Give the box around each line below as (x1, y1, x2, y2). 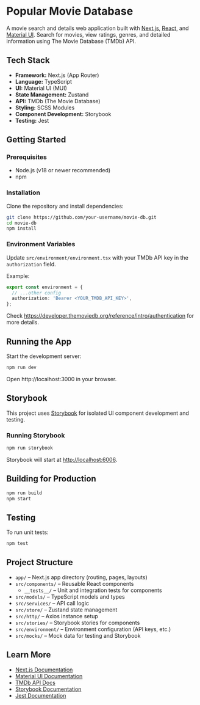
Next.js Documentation (15, 666, 73, 673)
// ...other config (12, 290, 62, 296)
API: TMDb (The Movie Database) (15, 97, 101, 104)
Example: (6, 272, 30, 279)
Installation (6, 188, 41, 197)
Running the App (6, 336, 72, 346)
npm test (6, 541, 29, 547)
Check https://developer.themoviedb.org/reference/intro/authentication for (6, 312, 194, 320)
